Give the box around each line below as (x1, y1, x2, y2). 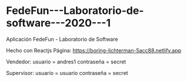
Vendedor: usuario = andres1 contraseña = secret (6, 58, 126, 65)
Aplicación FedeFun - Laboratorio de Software (6, 35, 119, 42)
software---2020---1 (6, 16, 111, 30)
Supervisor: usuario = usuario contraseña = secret (6, 69, 128, 76)
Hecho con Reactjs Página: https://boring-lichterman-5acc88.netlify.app (6, 47, 182, 54)
